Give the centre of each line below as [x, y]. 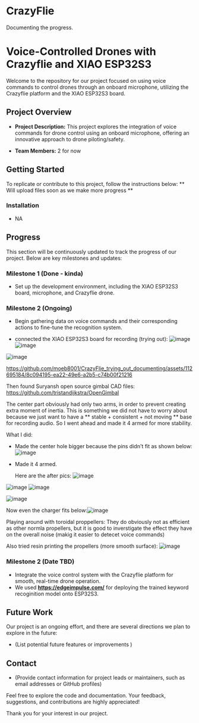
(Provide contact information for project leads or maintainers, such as [100, 678]
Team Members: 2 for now [48, 151]
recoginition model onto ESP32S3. [57, 594]
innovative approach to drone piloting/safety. [70, 139]
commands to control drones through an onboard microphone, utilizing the [97, 87]
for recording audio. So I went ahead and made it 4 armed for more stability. [99, 423]
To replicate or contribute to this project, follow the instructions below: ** [96, 184]
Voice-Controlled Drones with [81, 52]
